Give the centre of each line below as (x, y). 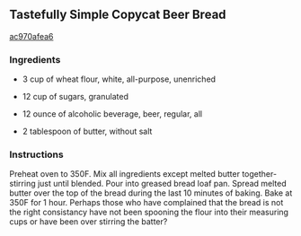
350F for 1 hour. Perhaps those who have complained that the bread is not (146, 203)
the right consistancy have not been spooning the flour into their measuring (149, 212)
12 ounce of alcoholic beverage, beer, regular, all (112, 114)
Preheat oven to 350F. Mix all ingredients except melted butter (125, 174)
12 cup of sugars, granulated (75, 97)
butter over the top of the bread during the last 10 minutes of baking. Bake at (151, 193)
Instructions (37, 154)
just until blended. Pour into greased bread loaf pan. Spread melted (162, 184)
